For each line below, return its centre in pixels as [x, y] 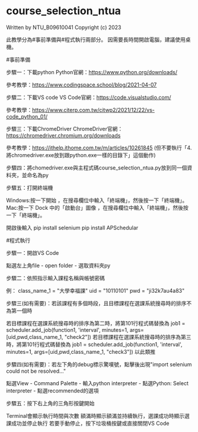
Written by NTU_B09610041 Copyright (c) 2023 [64, 27]
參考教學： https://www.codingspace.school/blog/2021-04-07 [82, 85]
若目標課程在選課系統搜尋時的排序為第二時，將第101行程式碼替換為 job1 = [96, 323]
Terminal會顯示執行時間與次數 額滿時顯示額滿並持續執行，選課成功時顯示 [95, 415]
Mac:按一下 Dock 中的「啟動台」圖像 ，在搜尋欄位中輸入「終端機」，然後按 [97, 207]
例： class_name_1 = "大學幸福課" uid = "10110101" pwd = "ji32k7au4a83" [95, 290]
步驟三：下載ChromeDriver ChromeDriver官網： [65, 129]
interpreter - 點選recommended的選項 [52, 391]
